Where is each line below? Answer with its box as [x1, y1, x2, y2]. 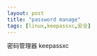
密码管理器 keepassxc [7, 42, 70, 50]
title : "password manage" [7, 16, 81, 23]
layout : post [7, 9, 44, 17]
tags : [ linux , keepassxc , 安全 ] [7, 22, 91, 29]
